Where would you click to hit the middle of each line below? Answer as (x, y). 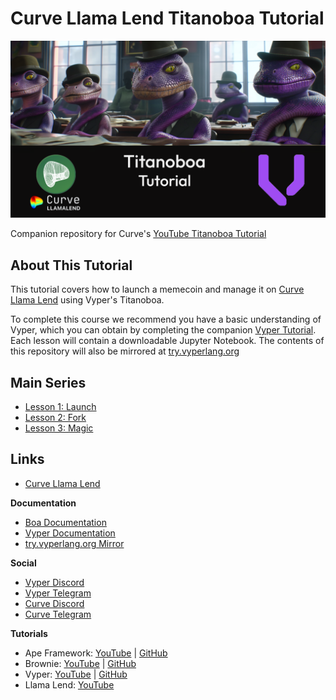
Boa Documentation (65, 522)
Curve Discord (54, 603)
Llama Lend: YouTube (69, 684)
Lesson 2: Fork (55, 418)
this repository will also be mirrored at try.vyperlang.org (125, 351)
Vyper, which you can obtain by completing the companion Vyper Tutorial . (163, 330)
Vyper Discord (54, 582)
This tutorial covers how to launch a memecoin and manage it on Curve (157, 289)
